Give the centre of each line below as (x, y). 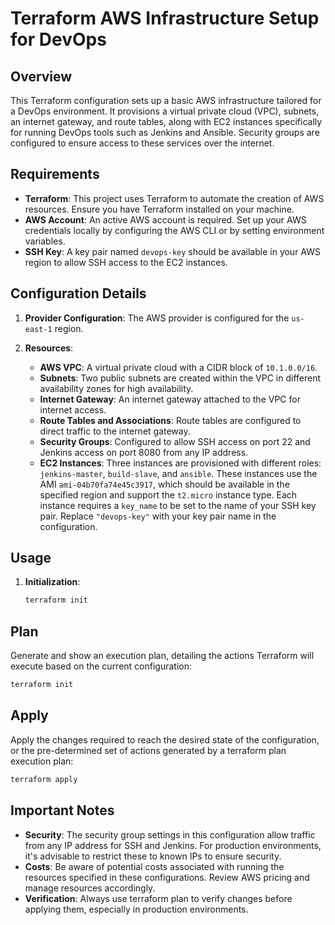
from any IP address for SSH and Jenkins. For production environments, (173, 845)
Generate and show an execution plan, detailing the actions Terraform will (162, 656)
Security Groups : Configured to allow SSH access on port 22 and (175, 441)
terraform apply (44, 779)
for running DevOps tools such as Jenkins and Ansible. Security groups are (165, 132)
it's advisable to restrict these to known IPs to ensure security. (153, 856)
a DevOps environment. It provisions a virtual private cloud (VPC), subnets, (165, 111)
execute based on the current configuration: (101, 666)
